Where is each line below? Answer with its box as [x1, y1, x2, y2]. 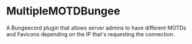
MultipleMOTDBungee [6, 4, 121, 18]
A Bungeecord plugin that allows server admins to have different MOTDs [6, 24, 187, 31]
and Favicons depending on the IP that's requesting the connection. [6, 30, 175, 37]
